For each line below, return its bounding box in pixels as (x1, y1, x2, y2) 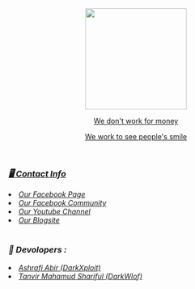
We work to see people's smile (84, 132, 188, 141)
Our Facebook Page (19, 189, 86, 199)
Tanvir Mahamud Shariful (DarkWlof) (19, 271, 143, 281)
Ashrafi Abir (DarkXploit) (19, 262, 101, 272)
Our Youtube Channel (19, 206, 91, 217)
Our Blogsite (19, 215, 61, 225)
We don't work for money (93, 117, 179, 125)
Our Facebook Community (19, 198, 107, 208)
